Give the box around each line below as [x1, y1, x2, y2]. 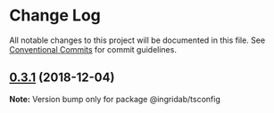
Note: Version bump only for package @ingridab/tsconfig [9, 93, 220, 104]
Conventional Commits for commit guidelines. [9, 44, 177, 54]
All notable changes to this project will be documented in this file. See [9, 35, 266, 45]
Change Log [9, 5, 101, 26]
